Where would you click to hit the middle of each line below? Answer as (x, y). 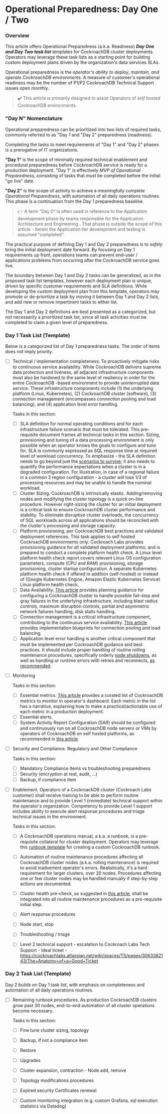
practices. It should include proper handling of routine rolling (82, 650)
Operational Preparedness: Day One (82, 9)
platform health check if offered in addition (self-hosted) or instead (89, 574)
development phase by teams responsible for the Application (80, 218)
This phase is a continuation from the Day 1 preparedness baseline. (74, 201)
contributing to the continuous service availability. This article (83, 623)
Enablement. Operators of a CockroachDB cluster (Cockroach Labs (82, 790)
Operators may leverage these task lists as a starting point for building (78, 57)
